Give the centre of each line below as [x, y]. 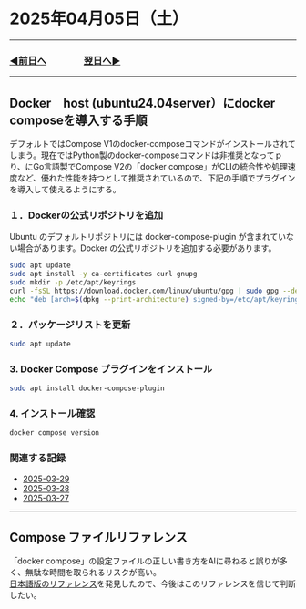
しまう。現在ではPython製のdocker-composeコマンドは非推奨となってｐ [146, 155]
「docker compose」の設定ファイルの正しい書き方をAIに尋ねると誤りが [145, 561]
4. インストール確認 [52, 413]
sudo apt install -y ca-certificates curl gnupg [103, 274]
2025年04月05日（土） [99, 19]
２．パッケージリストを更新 [70, 325]
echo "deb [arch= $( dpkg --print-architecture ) [99, 299]
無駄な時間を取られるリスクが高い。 [93, 573]
